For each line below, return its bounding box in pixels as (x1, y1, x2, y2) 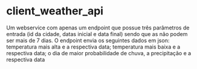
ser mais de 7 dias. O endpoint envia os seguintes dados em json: (6, 37, 170, 44)
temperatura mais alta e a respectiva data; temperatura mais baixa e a (6, 43, 181, 50)
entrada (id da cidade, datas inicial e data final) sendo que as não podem (6, 30, 188, 37)
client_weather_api (6, 4, 104, 18)
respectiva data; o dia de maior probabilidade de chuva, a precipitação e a (6, 49, 192, 56)
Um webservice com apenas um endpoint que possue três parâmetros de (6, 24, 190, 31)
